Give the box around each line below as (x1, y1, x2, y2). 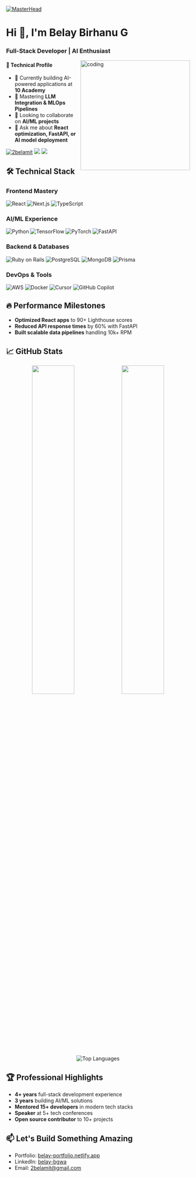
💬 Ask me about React (14, 124, 69, 131)
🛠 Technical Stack (6, 166, 75, 176)
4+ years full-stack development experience (14, 1091, 123, 1098)
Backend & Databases (6, 243, 69, 251)
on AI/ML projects (14, 118, 60, 125)
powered (14, 81, 36, 88)
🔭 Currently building (14, 74, 63, 81)
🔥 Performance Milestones (6, 301, 106, 311)
